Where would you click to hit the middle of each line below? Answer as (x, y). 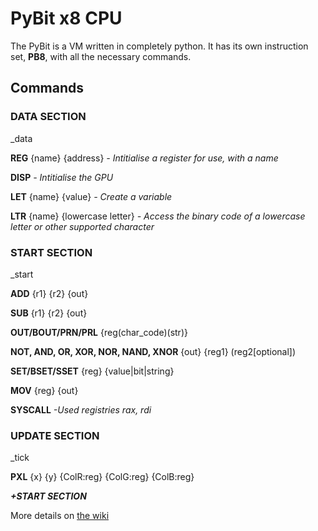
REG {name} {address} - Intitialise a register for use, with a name (144, 158)
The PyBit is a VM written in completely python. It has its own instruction (159, 46)
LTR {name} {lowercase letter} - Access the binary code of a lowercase (158, 216)
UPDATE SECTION (55, 435)
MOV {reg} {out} (44, 390)
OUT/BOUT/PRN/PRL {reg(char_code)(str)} (99, 332)
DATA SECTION (48, 117)
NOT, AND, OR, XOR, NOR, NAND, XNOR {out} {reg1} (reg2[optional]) (153, 351)
